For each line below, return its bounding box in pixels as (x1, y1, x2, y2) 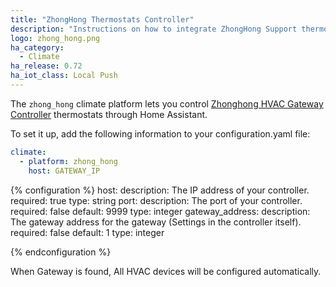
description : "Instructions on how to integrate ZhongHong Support (10, 24, 298, 34)
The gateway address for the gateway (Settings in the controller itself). (10, 216, 302, 228)
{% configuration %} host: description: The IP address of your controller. (10, 184, 310, 196)
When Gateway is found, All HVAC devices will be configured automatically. (10, 265, 322, 277)
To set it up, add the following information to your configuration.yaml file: (10, 127, 311, 140)
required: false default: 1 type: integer (10, 226, 165, 238)
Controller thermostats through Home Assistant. (10, 108, 208, 120)
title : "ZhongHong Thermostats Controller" (10, 14, 195, 25)
